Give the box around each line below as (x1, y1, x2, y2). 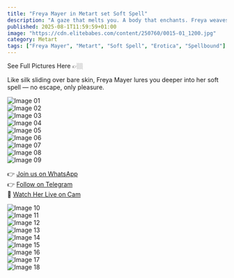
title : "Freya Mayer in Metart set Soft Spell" (7, 10, 148, 17)
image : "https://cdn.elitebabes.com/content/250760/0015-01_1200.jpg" (7, 29, 217, 37)
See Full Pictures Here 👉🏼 (7, 62, 84, 70)
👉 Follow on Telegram (7, 180, 73, 188)
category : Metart (7, 36, 58, 43)
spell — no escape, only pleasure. (7, 83, 104, 91)
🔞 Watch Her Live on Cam (7, 190, 81, 199)
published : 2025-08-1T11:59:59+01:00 (7, 23, 117, 30)
